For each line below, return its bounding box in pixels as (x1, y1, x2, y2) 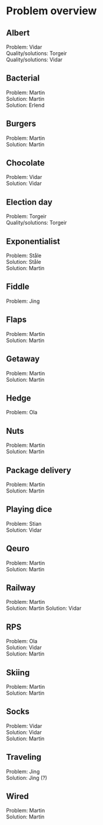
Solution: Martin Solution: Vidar (6, 605, 82, 612)
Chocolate (6, 158, 45, 168)
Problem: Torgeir (6, 213, 47, 220)
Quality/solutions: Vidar (6, 56, 63, 63)
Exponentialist (6, 236, 61, 247)
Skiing (6, 667, 30, 677)
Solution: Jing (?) (6, 774, 48, 781)
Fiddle (6, 282, 29, 292)
